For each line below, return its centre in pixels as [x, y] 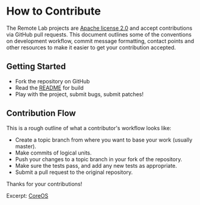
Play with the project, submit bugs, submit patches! [79, 94]
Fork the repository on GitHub [52, 81]
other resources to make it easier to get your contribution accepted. [91, 47]
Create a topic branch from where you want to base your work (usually [104, 140]
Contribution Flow [41, 113]
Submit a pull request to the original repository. [74, 172]
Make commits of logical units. [53, 153]
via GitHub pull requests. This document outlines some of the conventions [99, 34]
